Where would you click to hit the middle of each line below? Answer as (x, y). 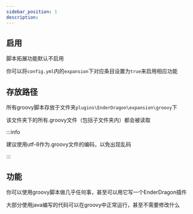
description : (22, 17)
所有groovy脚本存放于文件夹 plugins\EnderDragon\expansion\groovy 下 (92, 108)
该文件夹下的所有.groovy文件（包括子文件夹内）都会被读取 (78, 120)
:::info (13, 132)
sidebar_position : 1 (32, 12)
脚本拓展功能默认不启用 (35, 59)
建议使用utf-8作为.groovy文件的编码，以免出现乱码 (69, 145)
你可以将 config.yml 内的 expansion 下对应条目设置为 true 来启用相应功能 (92, 71)
